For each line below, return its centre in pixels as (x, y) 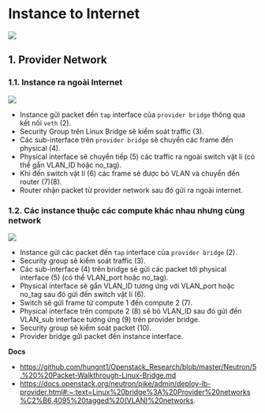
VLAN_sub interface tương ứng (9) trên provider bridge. (110, 319)
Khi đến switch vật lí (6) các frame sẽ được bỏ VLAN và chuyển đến (130, 173)
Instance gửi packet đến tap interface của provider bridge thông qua (132, 115)
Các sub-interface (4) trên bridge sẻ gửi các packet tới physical (123, 268)
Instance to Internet (74, 14)
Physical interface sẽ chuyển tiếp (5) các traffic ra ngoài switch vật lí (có (137, 156)
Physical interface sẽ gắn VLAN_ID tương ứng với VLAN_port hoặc (127, 286)
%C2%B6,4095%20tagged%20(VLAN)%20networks (106, 400)
